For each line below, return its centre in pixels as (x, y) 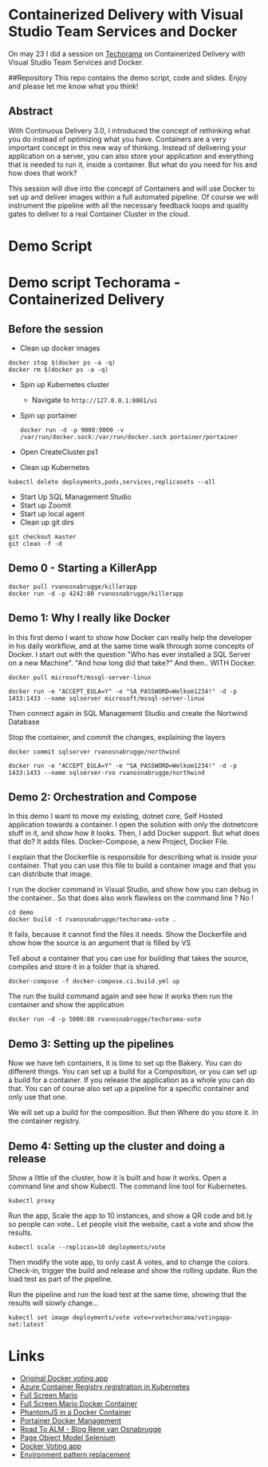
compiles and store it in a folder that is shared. (85, 967)
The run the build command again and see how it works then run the (120, 996)
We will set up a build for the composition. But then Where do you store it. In (133, 1113)
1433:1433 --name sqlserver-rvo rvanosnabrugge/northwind (106, 773)
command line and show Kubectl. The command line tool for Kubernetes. (128, 1186)
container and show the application (66, 1005)
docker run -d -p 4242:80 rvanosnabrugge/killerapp (96, 593)
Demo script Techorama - (95, 283)
